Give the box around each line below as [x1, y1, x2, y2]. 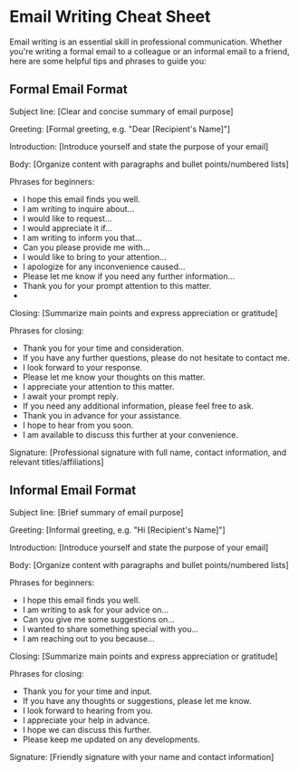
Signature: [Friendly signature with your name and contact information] [9, 751, 275, 762]
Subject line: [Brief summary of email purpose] [9, 506, 184, 517]
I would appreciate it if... [22, 222, 113, 233]
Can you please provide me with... [22, 242, 150, 253]
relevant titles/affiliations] [9, 456, 104, 467]
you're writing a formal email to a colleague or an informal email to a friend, [9, 45, 290, 56]
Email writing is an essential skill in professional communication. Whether [9, 36, 283, 47]
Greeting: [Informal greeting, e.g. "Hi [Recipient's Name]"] [9, 524, 226, 535]
